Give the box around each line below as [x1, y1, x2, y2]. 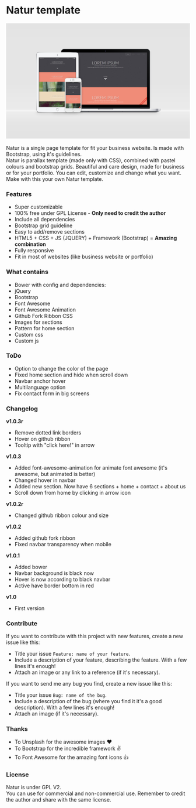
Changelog [6, 405, 38, 413]
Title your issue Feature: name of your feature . [14, 650, 130, 658]
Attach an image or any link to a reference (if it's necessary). [14, 669, 160, 676]
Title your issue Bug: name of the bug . [14, 691, 107, 699]
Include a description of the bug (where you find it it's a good [14, 698, 162, 705]
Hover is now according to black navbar [14, 576, 111, 583]
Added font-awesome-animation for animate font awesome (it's [14, 464, 168, 471]
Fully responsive [14, 247, 54, 254]
